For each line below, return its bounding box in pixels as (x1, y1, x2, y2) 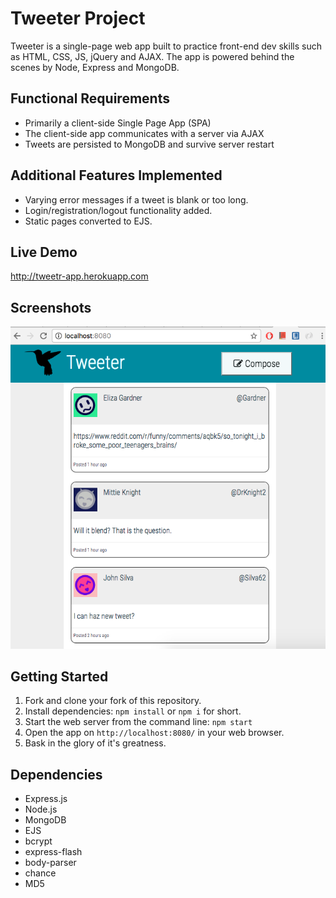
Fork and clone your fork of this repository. (24, 695, 202, 707)
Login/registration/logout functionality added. (24, 204, 213, 216)
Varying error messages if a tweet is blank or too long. (24, 193, 249, 206)
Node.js (24, 803, 58, 816)
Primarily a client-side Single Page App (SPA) (24, 117, 212, 129)
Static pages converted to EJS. (24, 215, 153, 227)
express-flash (24, 846, 83, 858)
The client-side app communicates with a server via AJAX (24, 127, 265, 139)
